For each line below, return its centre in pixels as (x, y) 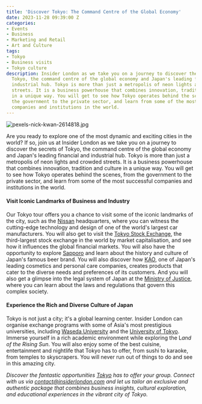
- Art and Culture (29, 46)
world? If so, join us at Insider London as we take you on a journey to (91, 142)
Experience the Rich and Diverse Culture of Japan (70, 305)
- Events (17, 29)
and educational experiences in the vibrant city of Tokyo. (77, 394)
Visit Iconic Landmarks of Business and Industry (68, 201)
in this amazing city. (31, 363)
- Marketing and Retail (36, 40)
